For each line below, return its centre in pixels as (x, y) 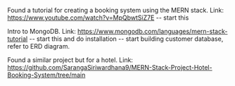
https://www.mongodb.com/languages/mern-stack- (152, 31)
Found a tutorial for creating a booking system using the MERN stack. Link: (115, 10)
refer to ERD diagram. (39, 46)
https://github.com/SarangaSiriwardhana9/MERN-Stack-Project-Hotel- (110, 67)
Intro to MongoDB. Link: (42, 31)
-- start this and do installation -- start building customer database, (126, 39)
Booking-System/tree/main (46, 75)
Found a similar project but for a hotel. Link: (70, 60)
